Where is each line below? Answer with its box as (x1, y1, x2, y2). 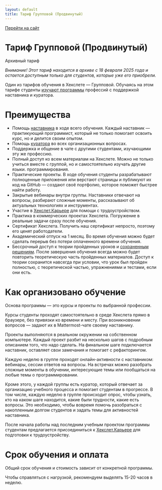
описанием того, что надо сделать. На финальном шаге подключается (5, 342, 151, 348)
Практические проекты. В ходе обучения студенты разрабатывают (12, 172, 152, 178)
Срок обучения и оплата (5, 449, 109, 460)
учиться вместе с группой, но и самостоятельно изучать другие (12, 161, 146, 167)
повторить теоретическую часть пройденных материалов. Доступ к (12, 254, 154, 260)
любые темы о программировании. (5, 372, 78, 378)
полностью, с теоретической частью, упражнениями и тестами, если (12, 264, 157, 270)
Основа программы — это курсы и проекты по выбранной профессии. (5, 303, 152, 309)
